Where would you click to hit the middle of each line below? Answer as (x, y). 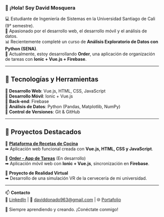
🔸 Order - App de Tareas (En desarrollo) (46, 158)
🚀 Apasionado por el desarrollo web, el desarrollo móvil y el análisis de (76, 31)
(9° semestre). (20, 26)
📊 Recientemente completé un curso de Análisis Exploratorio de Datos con (82, 42)
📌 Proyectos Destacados (43, 132)
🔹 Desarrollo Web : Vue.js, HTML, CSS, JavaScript (55, 91)
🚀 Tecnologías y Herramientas (52, 79)
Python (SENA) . (21, 49)
